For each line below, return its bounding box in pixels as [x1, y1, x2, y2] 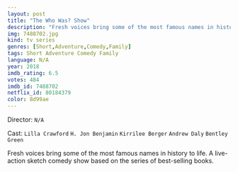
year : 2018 [7, 63, 40, 70]
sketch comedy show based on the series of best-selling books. [27, 156, 214, 165]
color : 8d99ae [7, 96, 50, 103]
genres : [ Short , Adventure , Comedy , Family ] [7, 43, 132, 50]
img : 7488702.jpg [7, 30, 59, 38]
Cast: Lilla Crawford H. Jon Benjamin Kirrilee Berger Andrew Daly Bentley [7, 129, 228, 137]
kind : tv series [7, 37, 55, 44]
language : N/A [7, 57, 50, 64]
